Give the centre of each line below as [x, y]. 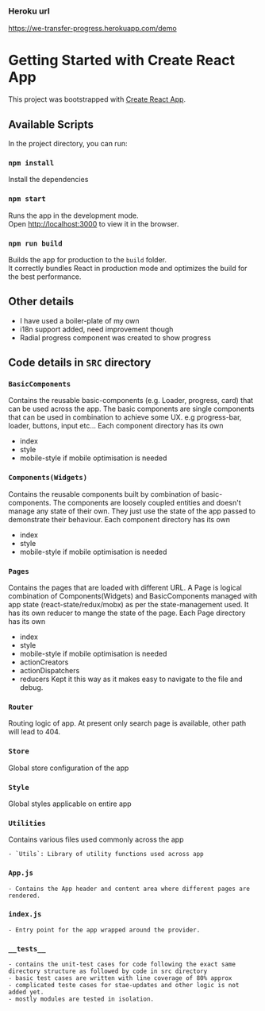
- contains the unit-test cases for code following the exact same [122, 965]
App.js [21, 873]
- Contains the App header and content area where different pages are [129, 889]
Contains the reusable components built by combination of [104, 494]
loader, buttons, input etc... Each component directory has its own [116, 426]
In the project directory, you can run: [68, 144]
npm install [31, 163]
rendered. [25, 896]
